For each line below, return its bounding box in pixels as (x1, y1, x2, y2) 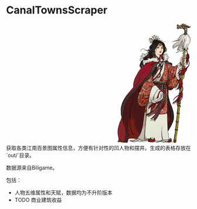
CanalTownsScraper (6, 4, 108, 17)
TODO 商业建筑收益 (14, 196, 62, 203)
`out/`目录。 (6, 152, 35, 159)
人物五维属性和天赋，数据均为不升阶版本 (14, 189, 113, 196)
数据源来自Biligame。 (6, 164, 58, 171)
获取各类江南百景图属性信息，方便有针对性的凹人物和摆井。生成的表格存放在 (6, 144, 191, 151)
